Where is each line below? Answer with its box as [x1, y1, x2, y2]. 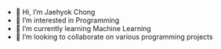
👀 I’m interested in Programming [15, 16, 120, 25]
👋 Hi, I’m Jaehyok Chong [15, 8, 96, 16]
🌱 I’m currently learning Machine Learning [15, 24, 151, 33]
